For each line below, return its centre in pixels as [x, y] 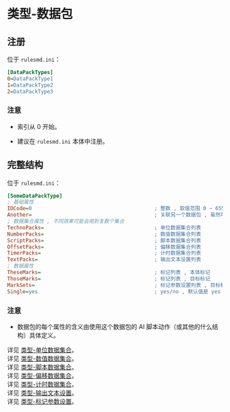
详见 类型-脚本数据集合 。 [42, 367]
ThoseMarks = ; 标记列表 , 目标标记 [109, 279]
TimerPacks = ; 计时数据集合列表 [104, 253]
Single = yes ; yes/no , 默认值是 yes [114, 291]
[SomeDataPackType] [35, 196]
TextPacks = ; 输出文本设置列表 [104, 260]
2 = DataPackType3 [30, 91]
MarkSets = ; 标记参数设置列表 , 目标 [114, 285]
